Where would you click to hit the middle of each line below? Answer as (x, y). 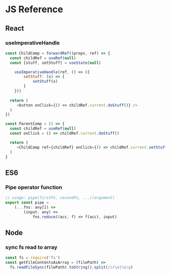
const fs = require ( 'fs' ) (33, 258)
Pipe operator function (34, 187)
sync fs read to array (31, 247)
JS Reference (34, 9)
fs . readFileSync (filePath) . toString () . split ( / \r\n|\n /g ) (72, 267)
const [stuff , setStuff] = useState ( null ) (55, 63)
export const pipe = (27, 203)
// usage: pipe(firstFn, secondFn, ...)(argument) (60, 198)
